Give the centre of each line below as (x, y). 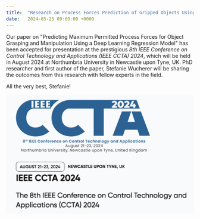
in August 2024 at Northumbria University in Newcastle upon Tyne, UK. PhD (99, 62)
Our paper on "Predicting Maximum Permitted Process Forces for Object (95, 36)
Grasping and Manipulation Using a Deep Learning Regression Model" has (97, 43)
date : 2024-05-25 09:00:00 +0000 (50, 19)
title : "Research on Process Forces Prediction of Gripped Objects (93, 13)
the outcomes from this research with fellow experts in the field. (85, 75)
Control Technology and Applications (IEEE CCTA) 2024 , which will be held (98, 55)
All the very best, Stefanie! (39, 86)
